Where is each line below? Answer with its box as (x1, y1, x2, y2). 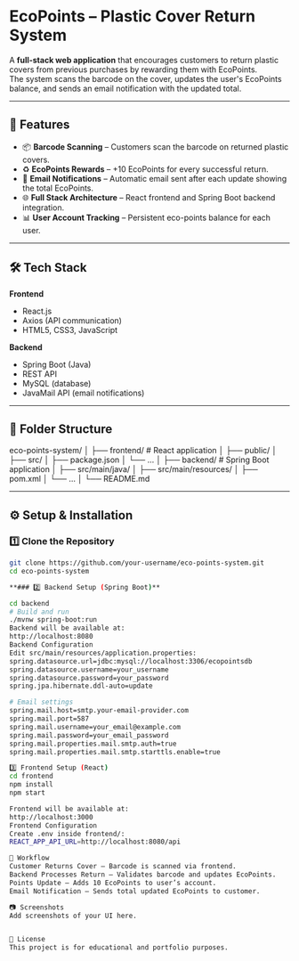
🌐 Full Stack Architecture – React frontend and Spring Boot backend (21, 191, 276, 202)
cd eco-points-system (9, 566, 90, 575)
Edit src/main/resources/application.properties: (9, 648, 198, 657)
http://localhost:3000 (9, 812, 93, 821)
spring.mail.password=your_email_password (9, 730, 169, 740)
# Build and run (9, 607, 69, 616)
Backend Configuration (9, 640, 93, 649)
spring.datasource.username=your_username (9, 665, 169, 674)
